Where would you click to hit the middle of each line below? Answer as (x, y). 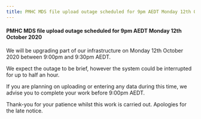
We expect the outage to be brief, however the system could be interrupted (99, 68)
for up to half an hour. (33, 75)
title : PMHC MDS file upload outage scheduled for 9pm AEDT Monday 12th (99, 12)
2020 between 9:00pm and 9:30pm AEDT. (59, 57)
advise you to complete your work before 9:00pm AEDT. (76, 93)
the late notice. (25, 111)
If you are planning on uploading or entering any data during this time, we (97, 86)
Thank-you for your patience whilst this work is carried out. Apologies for (96, 104)
